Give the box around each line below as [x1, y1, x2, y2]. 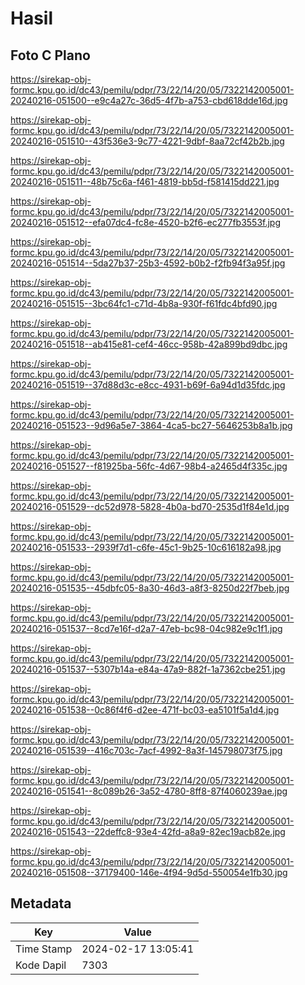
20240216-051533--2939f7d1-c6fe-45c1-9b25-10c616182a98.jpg [10, 542, 282, 553]
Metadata [10, 895, 72, 912]
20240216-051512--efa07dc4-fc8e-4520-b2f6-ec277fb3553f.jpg [10, 217, 282, 228]
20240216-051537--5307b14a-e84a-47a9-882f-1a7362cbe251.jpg [10, 663, 286, 675]
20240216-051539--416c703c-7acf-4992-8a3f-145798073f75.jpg [10, 745, 283, 756]
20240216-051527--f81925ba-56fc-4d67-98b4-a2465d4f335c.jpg [10, 460, 288, 472]
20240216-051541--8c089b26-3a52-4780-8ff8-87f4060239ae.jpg [10, 785, 288, 797]
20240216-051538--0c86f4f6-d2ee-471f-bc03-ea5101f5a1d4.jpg [10, 704, 280, 716]
